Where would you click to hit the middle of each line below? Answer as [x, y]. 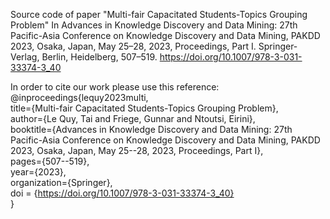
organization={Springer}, [61, 182]
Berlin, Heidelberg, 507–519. [99, 57]
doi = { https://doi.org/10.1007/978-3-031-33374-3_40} [122, 193]
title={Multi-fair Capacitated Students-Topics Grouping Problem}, [144, 108]
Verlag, [25, 57]
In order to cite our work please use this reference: [115, 87]
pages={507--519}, [50, 161]
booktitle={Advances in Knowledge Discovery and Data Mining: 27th [151, 129]
